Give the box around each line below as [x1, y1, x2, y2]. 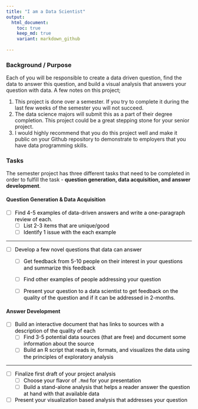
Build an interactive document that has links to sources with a [14, 321, 164, 328]
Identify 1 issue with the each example [23, 228, 117, 235]
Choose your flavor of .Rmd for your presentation [23, 377, 141, 384]
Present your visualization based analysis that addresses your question [14, 396, 187, 403]
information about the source [23, 340, 94, 347]
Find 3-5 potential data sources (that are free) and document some [23, 334, 186, 341]
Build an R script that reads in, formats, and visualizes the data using [23, 347, 190, 354]
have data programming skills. [14, 142, 88, 149]
